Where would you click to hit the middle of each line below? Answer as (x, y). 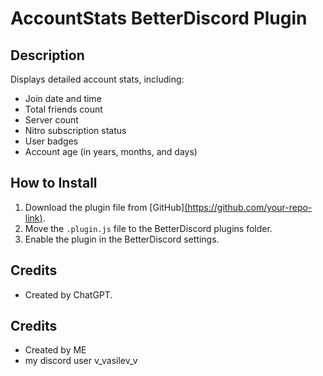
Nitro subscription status (75, 130)
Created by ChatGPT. (68, 294)
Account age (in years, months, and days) (111, 151)
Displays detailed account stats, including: (97, 79)
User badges (51, 141)
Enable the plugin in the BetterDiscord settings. (122, 239)
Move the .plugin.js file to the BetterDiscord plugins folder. (148, 228)
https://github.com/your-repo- (250, 207)
